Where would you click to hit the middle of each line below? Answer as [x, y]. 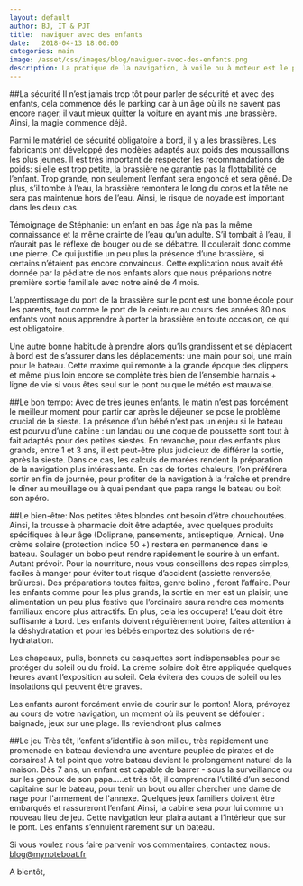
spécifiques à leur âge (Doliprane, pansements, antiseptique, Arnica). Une [147, 535]
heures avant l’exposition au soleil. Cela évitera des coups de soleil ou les [146, 676]
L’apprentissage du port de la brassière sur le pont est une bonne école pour [151, 300]
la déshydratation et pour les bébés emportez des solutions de [125, 630]
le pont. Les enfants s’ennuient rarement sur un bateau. [112, 826]
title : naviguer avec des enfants [76, 34]
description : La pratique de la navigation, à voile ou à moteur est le [149, 69]
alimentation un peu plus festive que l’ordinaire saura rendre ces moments [147, 602]
